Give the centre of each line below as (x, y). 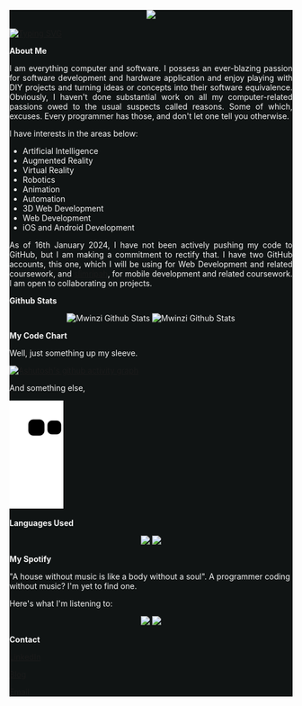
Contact (25, 639)
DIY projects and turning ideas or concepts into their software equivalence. (151, 87)
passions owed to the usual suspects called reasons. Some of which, (151, 106)
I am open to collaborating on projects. (81, 283)
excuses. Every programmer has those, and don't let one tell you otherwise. (149, 116)
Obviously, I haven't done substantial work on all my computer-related (151, 97)
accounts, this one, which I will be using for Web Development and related (151, 264)
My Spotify (31, 559)
